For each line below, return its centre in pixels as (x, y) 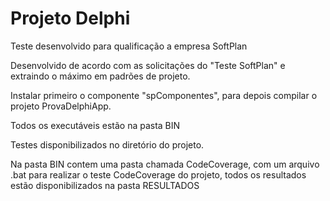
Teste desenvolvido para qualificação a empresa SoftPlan (129, 46)
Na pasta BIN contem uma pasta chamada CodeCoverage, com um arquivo (165, 164)
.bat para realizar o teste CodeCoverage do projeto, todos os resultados (158, 174)
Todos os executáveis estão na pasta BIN (95, 125)
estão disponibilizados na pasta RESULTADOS (105, 185)
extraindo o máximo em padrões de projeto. (100, 76)
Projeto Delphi (70, 18)
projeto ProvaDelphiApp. (61, 106)
